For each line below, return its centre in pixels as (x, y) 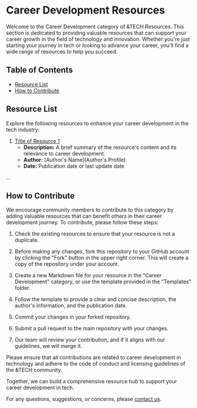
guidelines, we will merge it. (48, 346)
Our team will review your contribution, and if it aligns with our (90, 340)
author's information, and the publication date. (71, 306)
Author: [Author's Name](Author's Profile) (74, 160)
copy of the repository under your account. (67, 264)
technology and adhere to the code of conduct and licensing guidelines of (96, 364)
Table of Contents (40, 70)
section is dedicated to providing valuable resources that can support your (96, 32)
